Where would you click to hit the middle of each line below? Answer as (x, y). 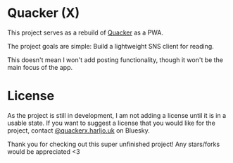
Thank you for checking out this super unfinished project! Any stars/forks (114, 144)
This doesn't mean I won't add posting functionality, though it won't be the (115, 60)
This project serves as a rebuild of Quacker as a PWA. (86, 32)
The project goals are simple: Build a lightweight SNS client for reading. (111, 46)
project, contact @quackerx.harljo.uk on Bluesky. (78, 130)
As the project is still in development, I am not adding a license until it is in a (117, 115)
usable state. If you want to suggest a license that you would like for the (112, 123)
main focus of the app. (40, 67)
